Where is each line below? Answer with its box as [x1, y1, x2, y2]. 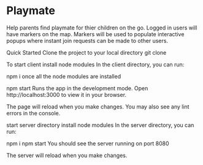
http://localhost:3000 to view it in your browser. [6, 91, 127, 98]
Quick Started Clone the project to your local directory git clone [6, 48, 167, 56]
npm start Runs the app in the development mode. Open [6, 84, 148, 92]
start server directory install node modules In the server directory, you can [6, 121, 194, 129]
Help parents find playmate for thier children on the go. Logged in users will [6, 24, 197, 31]
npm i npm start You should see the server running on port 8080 [6, 139, 170, 147]
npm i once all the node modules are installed [6, 72, 121, 80]
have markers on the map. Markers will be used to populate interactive [6, 30, 185, 37]
